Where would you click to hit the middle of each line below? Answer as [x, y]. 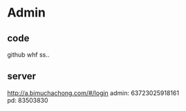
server [22, 76]
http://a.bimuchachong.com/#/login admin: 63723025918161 [93, 93]
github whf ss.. [28, 54]
